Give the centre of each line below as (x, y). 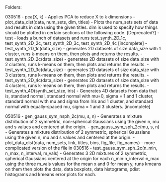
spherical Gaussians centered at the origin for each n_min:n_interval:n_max (82, 158)
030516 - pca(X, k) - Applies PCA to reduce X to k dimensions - (70, 17)
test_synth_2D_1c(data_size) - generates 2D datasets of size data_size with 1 (83, 48)
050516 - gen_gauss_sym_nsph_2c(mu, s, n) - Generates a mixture (74, 116)
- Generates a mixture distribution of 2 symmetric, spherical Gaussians (78, 132)
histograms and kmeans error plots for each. (51, 174)
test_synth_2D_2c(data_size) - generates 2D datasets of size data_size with (82, 59)
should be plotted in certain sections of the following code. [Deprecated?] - (83, 33)
